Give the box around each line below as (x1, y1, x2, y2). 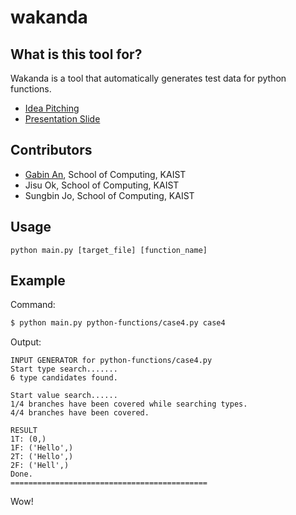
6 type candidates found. (10, 373, 118, 383)
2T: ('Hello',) (10, 452, 74, 462)
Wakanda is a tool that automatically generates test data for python (10, 72, 287, 84)
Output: (10, 336, 42, 348)
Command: (10, 299, 56, 311)
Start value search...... (10, 391, 118, 401)
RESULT (10, 426, 38, 436)
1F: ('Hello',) (10, 443, 74, 453)
